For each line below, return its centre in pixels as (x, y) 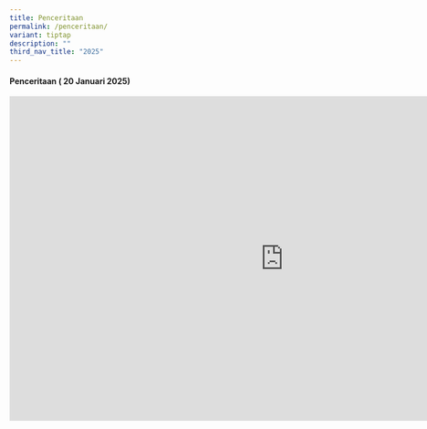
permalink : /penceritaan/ (58, 26)
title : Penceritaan (47, 18)
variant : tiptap (40, 35)
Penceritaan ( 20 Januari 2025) (70, 81)
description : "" (40, 43)
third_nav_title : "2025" (57, 52)
